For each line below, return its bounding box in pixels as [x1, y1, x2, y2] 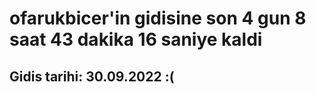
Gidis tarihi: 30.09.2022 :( [9, 68, 175, 85]
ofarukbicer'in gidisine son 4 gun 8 [9, 7, 307, 30]
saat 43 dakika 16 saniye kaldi [9, 28, 263, 51]
